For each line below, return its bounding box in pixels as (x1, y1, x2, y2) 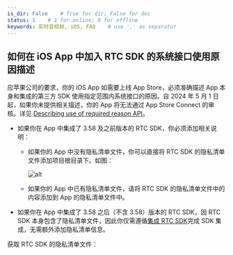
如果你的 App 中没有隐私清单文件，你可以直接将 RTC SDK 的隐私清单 (27, 147, 225, 156)
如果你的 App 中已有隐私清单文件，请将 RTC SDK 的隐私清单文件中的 (27, 185, 225, 193)
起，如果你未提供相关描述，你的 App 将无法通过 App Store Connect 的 (7, 101, 209, 109)
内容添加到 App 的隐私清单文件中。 (27, 193, 129, 201)
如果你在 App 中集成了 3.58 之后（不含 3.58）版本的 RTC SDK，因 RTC (17, 208, 221, 216)
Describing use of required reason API (33, 109, 143, 118)
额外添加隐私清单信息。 (41, 225, 109, 233)
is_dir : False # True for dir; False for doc (7, 10, 151, 17)
